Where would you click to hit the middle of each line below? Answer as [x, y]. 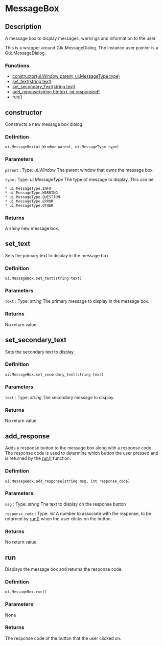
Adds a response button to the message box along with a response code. [79, 448]
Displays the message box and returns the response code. [64, 569]
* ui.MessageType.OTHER [29, 205]
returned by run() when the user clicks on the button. [58, 518]
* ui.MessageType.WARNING [31, 193]
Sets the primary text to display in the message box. [58, 255]
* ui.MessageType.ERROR [29, 201]
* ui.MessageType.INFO [28, 188]
